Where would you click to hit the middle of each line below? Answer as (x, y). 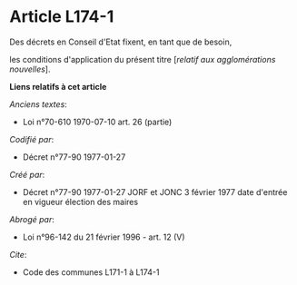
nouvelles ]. (30, 69)
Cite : (18, 254)
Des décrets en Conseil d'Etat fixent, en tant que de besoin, (121, 42)
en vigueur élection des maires (80, 201)
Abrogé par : (32, 219)
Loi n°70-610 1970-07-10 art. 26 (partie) (97, 122)
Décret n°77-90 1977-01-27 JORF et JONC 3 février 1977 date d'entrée (155, 192)
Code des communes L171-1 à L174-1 (91, 272)
